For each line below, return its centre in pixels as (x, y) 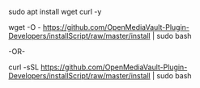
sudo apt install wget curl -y (55, 12)
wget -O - (25, 27)
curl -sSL (23, 67)
